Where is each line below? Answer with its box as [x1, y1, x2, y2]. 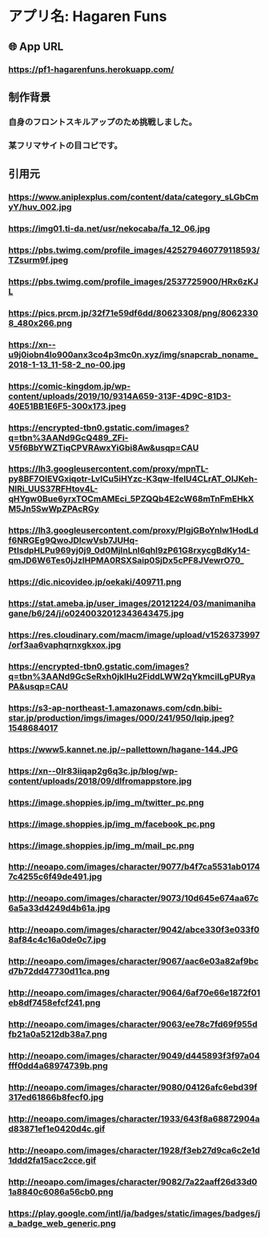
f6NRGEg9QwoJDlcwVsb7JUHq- [8, 535, 139, 546]
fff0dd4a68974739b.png [8, 1060, 108, 1071]
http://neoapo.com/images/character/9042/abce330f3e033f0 [8, 924, 260, 935]
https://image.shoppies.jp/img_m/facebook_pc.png [8, 818, 215, 829]
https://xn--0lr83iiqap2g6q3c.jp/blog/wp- [8, 765, 179, 777]
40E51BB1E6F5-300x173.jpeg [8, 400, 126, 412]
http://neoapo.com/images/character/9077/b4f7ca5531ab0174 [8, 861, 260, 873]
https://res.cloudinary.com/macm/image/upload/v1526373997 [8, 629, 260, 641]
